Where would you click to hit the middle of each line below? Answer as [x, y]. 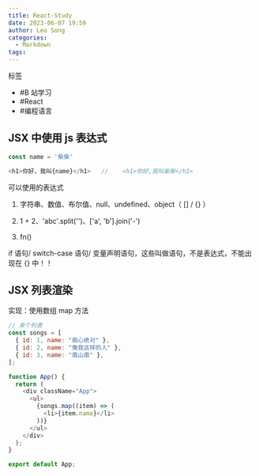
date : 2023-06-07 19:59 [47, 23]
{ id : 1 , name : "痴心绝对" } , [63, 341]
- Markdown [33, 45]
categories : [28, 38]
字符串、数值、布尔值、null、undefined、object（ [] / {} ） [115, 204]
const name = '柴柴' [41, 157]
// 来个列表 [26, 326]
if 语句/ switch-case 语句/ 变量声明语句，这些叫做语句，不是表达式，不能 [127, 253]
